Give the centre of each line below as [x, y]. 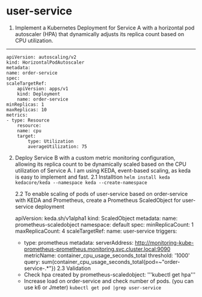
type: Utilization [51, 141]
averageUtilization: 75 [57, 146]
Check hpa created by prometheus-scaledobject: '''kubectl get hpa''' [110, 274]
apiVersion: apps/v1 [43, 88]
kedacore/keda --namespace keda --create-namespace [81, 182]
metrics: [17, 115]
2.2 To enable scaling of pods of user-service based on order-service [101, 194]
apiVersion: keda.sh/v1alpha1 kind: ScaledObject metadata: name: [96, 218]
